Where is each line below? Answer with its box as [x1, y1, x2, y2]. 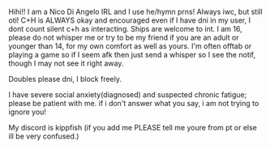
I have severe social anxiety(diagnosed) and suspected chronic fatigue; [8, 90, 247, 100]
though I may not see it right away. [8, 58, 124, 68]
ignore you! [8, 107, 47, 117]
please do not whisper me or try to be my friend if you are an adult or [8, 32, 239, 42]
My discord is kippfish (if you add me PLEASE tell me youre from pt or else [8, 123, 258, 132]
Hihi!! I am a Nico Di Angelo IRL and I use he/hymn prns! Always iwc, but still [8, 7, 263, 16]
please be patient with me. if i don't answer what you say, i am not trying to [8, 99, 259, 108]
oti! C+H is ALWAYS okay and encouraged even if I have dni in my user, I [8, 15, 251, 25]
